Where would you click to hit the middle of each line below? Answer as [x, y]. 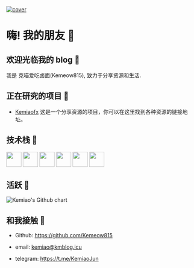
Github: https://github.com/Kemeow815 [64, 235]
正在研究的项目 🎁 [38, 96]
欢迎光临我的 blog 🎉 [43, 60]
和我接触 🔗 [26, 220]
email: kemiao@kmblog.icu [48, 247]
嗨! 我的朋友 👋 [41, 36]
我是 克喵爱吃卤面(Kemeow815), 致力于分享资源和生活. [74, 75]
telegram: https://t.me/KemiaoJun [57, 259]
